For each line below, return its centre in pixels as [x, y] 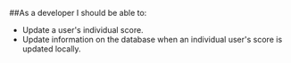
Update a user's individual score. [83, 30]
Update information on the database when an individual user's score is [152, 39]
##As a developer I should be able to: [78, 13]
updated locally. [52, 49]
